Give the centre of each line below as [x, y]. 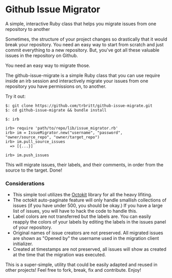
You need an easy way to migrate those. [48, 65]
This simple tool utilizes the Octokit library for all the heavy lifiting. [82, 195]
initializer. [23, 244]
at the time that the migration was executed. [59, 255]
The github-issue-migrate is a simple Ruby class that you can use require [83, 75]
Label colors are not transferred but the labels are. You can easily [82, 216]
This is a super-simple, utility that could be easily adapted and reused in [81, 265]
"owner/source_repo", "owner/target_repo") [53, 137]
